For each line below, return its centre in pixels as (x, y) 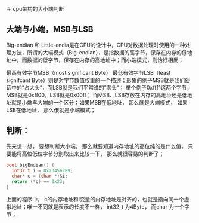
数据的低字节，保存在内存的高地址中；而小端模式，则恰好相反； (105, 60)
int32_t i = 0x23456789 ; (42, 170)
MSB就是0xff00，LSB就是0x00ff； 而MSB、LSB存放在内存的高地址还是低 (97, 95)
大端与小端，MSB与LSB (50, 30)
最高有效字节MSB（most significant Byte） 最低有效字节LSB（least (88, 72)
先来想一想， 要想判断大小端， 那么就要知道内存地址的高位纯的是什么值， (96, 146)
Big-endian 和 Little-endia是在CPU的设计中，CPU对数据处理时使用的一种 (96, 45)
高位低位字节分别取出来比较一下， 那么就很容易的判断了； (93, 154)
